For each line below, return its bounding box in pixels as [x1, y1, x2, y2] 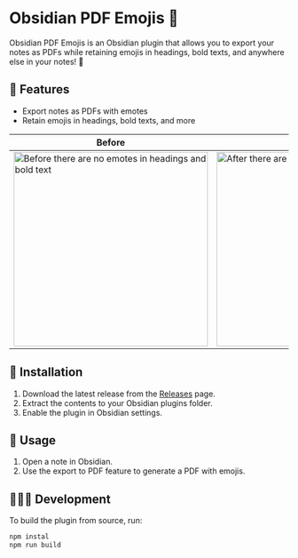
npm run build [9, 541, 62, 550]
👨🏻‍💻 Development [9, 491, 111, 506]
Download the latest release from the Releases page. [21, 388, 216, 399]
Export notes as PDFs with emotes [21, 106, 148, 116]
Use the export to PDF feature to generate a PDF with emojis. [21, 466, 246, 476]
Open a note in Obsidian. [21, 457, 114, 467]
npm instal [9, 532, 50, 541]
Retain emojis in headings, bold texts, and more [21, 115, 196, 125]
